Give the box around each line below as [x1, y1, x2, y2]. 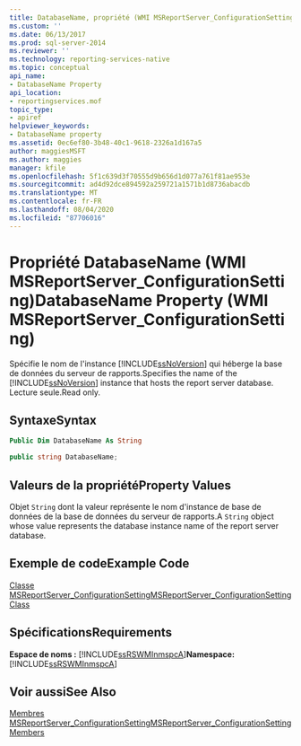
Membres [9, 708, 45, 719]
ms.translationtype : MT [9, 189, 99, 197]
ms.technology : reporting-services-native [9, 55, 170, 64]
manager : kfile [9, 163, 66, 172]
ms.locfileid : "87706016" [9, 213, 106, 223]
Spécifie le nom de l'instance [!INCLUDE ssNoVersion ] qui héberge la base [9, 358, 283, 369]
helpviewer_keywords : [9, 122, 90, 131]
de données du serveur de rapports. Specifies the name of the [9, 367, 237, 378]
